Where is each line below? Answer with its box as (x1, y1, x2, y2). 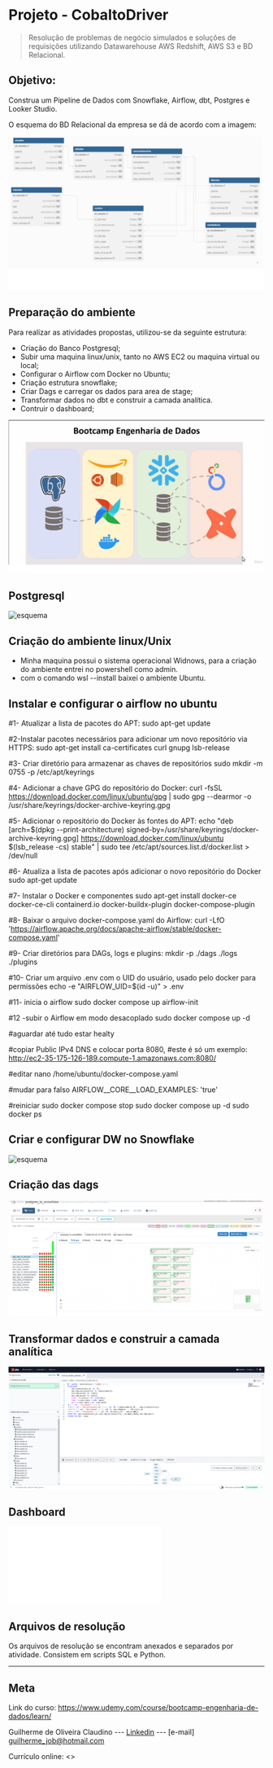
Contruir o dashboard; (19, 403, 95, 413)
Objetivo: (8, 73, 57, 87)
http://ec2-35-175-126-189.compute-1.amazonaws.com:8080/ (8, 1053, 217, 1063)
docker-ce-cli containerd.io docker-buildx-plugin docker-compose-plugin (8, 899, 256, 909)
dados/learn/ (8, 1712, 52, 1722)
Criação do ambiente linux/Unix (8, 634, 172, 648)
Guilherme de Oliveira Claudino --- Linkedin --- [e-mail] (8, 1727, 195, 1737)
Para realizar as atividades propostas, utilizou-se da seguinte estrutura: (8, 327, 247, 337)
